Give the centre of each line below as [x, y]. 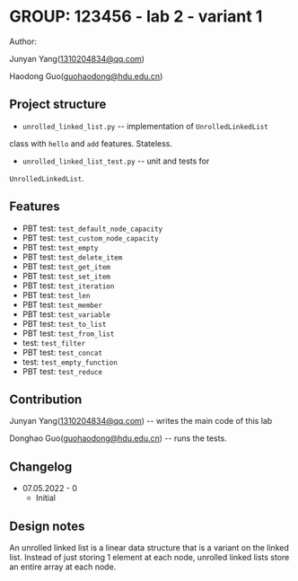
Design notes [47, 526]
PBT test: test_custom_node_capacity [90, 238]
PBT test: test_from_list [68, 333]
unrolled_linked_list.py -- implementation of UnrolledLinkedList [145, 126]
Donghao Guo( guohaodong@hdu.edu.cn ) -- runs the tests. [118, 438]
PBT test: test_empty [60, 247]
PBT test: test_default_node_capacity [92, 228]
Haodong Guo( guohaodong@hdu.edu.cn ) [86, 76]
